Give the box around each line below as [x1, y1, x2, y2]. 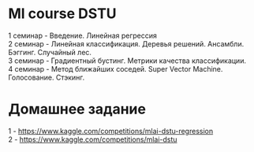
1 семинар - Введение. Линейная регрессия [8, 31, 158, 40]
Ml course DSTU [8, 5, 117, 23]
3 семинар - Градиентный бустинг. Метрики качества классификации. [8, 56, 247, 65]
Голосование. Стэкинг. [8, 72, 85, 82]
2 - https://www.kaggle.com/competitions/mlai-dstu [8, 135, 177, 144]
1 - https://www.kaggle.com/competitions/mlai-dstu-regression [8, 126, 214, 135]
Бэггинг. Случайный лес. [8, 47, 92, 57]
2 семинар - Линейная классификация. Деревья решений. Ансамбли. [8, 39, 245, 48]
